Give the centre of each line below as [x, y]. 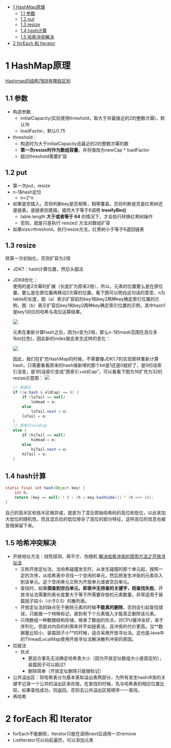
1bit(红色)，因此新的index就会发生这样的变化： [61, 339]
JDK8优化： [25, 280]
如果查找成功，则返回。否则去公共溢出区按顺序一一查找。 [82, 690]
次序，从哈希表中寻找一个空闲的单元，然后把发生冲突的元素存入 [96, 575]
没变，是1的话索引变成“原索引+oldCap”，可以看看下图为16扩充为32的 [90, 372]
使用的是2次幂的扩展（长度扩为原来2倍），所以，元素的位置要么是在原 [85, 286]
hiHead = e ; [44, 440]
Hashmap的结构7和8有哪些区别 [38, 81]
